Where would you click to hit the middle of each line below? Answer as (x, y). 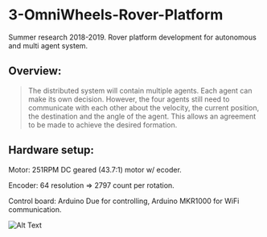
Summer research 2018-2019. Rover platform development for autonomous (133, 37)
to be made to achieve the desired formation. (103, 125)
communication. (35, 209)
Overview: (35, 71)
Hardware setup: (51, 150)
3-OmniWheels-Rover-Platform (116, 15)
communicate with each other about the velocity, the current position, (144, 107)
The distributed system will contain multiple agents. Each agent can (140, 90)
